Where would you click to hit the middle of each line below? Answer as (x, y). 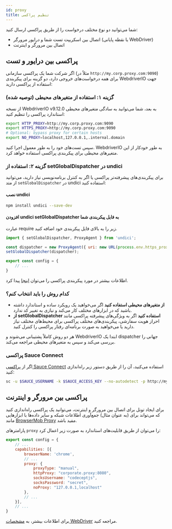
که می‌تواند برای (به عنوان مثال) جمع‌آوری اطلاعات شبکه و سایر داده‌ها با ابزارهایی (83, 415)
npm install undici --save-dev (39, 206)
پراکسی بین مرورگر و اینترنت (46, 397)
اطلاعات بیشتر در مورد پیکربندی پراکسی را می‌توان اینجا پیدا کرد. (67, 280)
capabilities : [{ (33, 449)
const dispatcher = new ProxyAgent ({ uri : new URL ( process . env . (76, 247)
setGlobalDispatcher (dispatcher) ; (43, 252)
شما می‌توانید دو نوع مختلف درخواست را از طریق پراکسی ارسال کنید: (72, 29)
